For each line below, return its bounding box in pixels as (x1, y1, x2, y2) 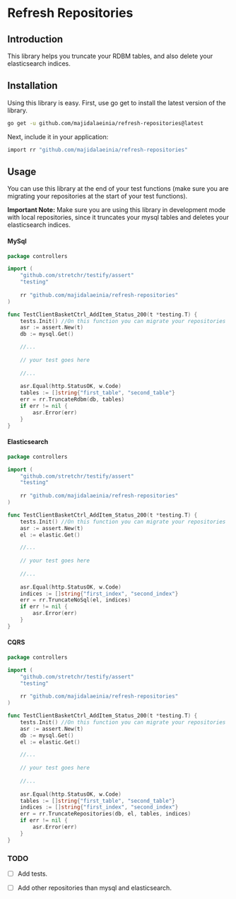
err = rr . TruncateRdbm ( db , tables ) (20, 396, 125, 404)
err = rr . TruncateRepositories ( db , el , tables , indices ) (20, 811, 191, 818)
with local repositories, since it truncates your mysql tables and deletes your (7, 213, 230, 222)
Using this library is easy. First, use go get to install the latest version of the (7, 98, 226, 107)
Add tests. (17, 869, 48, 878)
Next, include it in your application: (7, 132, 109, 141)
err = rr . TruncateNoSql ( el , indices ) (20, 597, 131, 604)
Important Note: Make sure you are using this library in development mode (7, 206, 226, 214)
